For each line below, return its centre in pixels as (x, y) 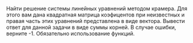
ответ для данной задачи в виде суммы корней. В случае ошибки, (91, 27)
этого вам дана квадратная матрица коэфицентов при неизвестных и (95, 15)
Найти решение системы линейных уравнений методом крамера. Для (97, 9)
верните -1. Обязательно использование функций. (70, 34)
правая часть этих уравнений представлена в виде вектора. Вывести (96, 21)
